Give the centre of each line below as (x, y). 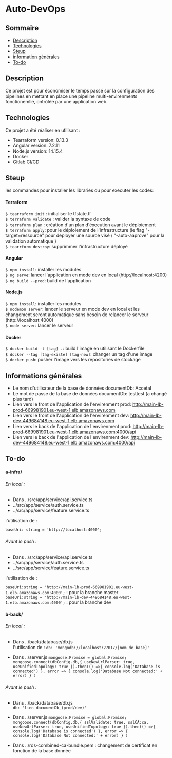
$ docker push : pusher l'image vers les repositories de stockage (73, 360)
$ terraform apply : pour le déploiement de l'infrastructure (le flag (75, 230)
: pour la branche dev (89, 602)
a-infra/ (14, 472)
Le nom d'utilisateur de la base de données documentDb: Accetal (82, 388)
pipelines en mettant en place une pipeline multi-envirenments (71, 96)
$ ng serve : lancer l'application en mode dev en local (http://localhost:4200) (86, 275)
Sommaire (22, 28)
